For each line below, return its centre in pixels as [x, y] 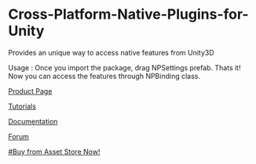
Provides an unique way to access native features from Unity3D [111, 52]
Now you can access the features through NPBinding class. [104, 76]
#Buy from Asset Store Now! [54, 152]
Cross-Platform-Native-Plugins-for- [128, 14]
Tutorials [22, 106]
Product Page [30, 91]
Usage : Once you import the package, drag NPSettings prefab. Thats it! [124, 67]
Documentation [33, 121]
